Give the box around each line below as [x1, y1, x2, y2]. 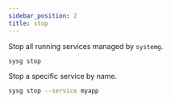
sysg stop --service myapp [8, 87, 99, 95]
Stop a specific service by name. [8, 72, 118, 81]
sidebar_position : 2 [8, 11, 78, 20]
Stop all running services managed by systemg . [8, 41, 164, 51]
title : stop [8, 19, 48, 27]
